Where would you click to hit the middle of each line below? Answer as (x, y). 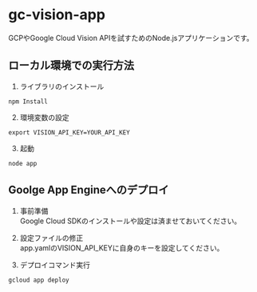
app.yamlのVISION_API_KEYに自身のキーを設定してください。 (122, 248)
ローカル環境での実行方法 (71, 66)
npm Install (28, 102)
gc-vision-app (57, 15)
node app (23, 163)
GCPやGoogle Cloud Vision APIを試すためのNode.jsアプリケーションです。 (131, 38)
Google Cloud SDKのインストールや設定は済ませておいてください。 (130, 221)
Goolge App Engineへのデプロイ (89, 190)
